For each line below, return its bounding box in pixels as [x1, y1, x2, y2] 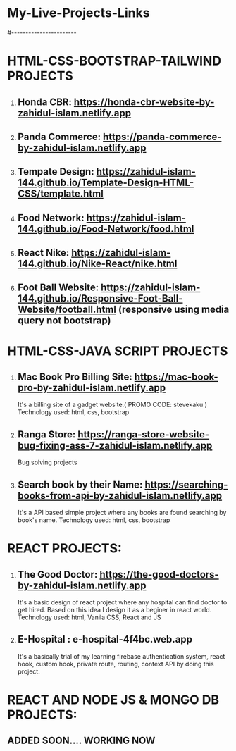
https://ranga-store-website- [77, 428, 210, 440]
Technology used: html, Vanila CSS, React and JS [17, 613, 161, 621]
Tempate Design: [17, 166, 94, 178]
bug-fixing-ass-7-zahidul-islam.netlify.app [17, 439, 213, 452]
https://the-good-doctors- [99, 569, 220, 581]
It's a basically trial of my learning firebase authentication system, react [17, 652, 225, 660]
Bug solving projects [17, 458, 77, 466]
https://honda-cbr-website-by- [73, 96, 215, 108]
